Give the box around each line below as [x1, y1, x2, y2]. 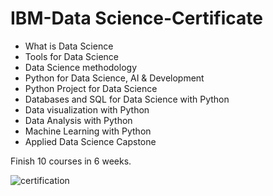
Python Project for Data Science [24, 82, 158, 94]
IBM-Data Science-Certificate [10, 7, 263, 30]
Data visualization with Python [24, 103, 150, 116]
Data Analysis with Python [24, 114, 133, 126]
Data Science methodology [24, 61, 137, 73]
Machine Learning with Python [24, 125, 152, 137]
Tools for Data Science [24, 50, 119, 62]
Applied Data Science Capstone [24, 135, 157, 147]
